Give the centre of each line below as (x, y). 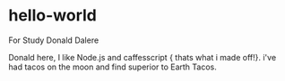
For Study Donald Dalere (54, 40)
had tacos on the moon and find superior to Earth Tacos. (112, 67)
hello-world (53, 16)
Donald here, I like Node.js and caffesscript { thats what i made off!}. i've (142, 57)
